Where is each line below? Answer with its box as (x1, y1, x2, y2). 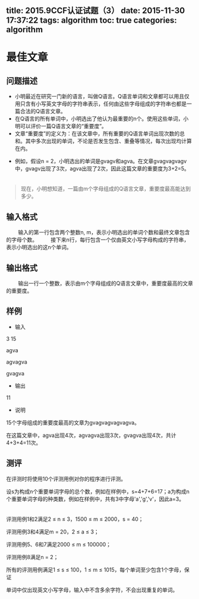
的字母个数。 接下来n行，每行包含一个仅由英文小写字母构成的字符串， (6, 236, 189, 243)
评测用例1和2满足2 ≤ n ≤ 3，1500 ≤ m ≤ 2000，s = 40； (6, 515, 144, 523)
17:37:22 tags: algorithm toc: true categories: (6, 15, 177, 26)
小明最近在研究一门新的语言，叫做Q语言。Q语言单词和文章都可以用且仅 (14, 93, 190, 100)
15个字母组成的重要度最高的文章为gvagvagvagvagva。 (6, 419, 140, 426)
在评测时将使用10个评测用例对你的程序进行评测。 (6, 475, 127, 482)
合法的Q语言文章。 (20, 108, 67, 115)
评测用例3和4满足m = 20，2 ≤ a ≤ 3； (6, 528, 99, 535)
